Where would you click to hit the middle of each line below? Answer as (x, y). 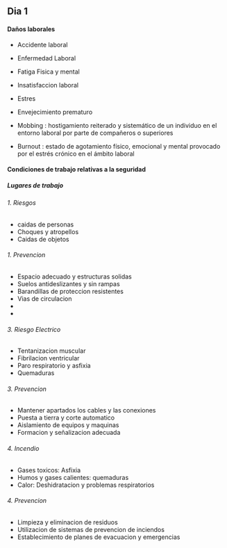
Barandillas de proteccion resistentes (70, 291)
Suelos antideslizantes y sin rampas (68, 283)
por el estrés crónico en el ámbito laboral (76, 153)
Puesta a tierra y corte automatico (66, 418)
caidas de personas (45, 224)
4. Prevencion (27, 501)
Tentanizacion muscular (51, 351)
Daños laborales (31, 29)
